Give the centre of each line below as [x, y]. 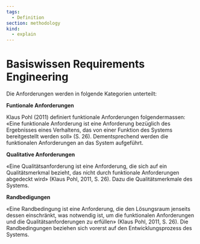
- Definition [28, 18]
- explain [24, 34]
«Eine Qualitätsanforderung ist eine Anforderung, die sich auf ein [87, 166]
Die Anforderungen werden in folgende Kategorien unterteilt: [82, 94]
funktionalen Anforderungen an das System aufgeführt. [75, 143]
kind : [13, 29]
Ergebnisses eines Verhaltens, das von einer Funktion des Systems [89, 130]
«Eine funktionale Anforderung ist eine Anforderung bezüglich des [88, 124]
